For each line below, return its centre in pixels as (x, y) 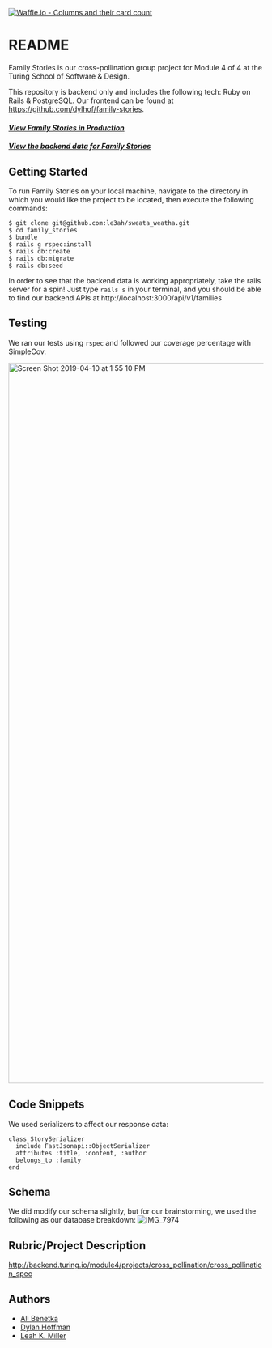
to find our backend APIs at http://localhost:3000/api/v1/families (115, 298)
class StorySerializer (47, 1139)
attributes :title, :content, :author (81, 1153)
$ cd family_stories (43, 230)
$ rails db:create (39, 251)
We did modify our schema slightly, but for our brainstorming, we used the (132, 1211)
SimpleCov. (28, 351)
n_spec (20, 1274)
